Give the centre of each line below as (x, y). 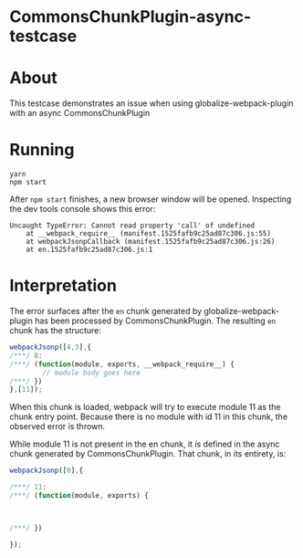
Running (42, 150)
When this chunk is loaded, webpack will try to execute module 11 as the (145, 407)
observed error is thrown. (57, 426)
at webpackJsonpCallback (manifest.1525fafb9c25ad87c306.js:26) (151, 242)
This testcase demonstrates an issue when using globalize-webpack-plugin (151, 103)
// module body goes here (92, 373)
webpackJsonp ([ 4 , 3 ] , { (51, 347)
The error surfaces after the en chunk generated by (106, 311)
